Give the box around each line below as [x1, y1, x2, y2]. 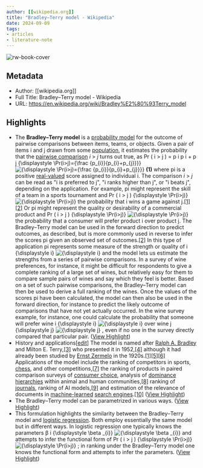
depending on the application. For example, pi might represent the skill [14, 185, 191, 192]
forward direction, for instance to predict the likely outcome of [14, 301, 170, 308]
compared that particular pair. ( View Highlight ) [14, 333, 131, 340]
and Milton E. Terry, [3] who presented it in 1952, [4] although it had [14, 345, 181, 353]
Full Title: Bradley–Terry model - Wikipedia [14, 93, 121, 100]
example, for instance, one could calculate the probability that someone [14, 313, 194, 320]
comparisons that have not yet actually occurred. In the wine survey [14, 307, 185, 314]
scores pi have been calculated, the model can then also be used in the [14, 294, 193, 301]
